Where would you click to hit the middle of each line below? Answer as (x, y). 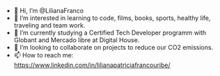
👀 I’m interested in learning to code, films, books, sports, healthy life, (112, 18)
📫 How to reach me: (44, 55)
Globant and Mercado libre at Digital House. (77, 40)
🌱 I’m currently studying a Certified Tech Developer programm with (110, 32)
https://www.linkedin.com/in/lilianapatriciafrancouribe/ (92, 65)
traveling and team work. (49, 25)
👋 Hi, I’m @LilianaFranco (49, 11)
